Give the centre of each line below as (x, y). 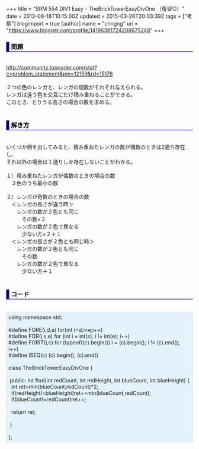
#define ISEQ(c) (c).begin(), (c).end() (54, 355)
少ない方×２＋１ (42, 234)
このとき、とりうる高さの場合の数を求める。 (61, 102)
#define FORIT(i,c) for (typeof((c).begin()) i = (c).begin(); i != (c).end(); (94, 342)
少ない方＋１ (37, 271)
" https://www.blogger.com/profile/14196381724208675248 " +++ (85, 30)
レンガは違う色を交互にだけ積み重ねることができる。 (71, 95)
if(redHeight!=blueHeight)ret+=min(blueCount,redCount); (81, 393)
